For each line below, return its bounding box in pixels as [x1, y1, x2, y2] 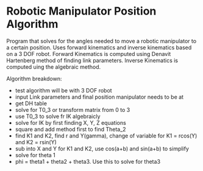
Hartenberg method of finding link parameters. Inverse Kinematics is [6, 57, 179, 64]
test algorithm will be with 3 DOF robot [15, 86, 112, 94]
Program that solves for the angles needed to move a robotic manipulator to [6, 37, 197, 44]
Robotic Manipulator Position [6, 4, 157, 18]
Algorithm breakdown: [6, 75, 62, 82]
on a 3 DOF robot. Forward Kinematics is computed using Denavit [6, 50, 171, 57]
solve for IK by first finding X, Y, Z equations [15, 119, 126, 126]
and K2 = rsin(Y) [15, 138, 57, 145]
